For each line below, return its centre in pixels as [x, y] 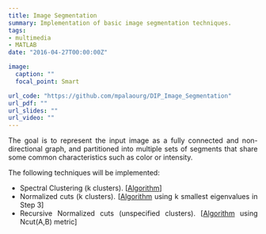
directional [26, 149]
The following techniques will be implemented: [84, 173]
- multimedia [30, 38]
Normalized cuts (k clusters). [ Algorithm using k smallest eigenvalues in [139, 197]
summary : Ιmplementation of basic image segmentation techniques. [120, 23]
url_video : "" [32, 118]
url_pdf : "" [28, 103]
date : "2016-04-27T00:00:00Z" [58, 52]
